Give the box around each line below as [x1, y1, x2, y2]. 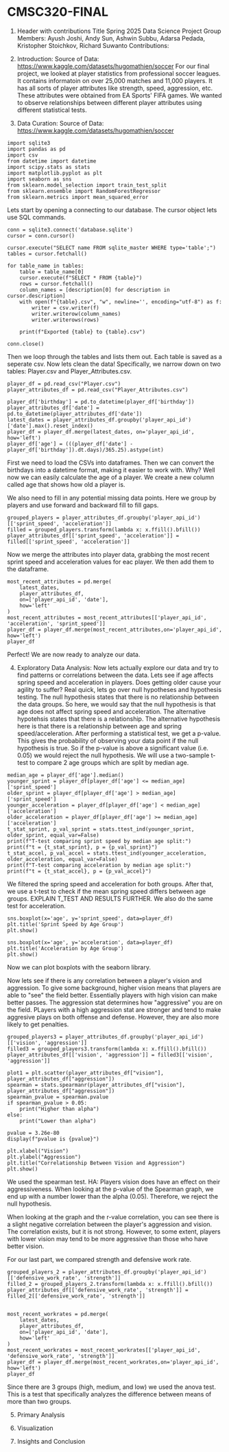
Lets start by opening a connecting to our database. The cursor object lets [7, 205, 217, 214]
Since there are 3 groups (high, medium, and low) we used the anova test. [7, 1383, 216, 1391]
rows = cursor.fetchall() [19, 280, 94, 287]
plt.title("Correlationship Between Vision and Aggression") [7, 1160, 186, 1166]
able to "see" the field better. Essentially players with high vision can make [7, 991, 217, 999]
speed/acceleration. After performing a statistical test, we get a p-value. [16, 729, 221, 737]
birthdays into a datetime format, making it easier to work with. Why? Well [7, 465, 215, 474]
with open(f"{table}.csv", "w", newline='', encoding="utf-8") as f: [19, 298, 223, 306]
